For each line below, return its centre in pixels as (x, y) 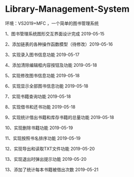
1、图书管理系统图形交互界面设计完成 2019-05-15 (55, 33)
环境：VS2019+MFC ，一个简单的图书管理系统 (52, 23)
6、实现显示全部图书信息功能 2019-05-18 (47, 86)
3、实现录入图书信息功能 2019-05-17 (42, 55)
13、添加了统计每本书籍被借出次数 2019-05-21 (52, 169)
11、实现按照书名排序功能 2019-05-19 (43, 138)
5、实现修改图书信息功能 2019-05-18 (42, 75)
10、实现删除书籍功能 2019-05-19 (39, 128)
